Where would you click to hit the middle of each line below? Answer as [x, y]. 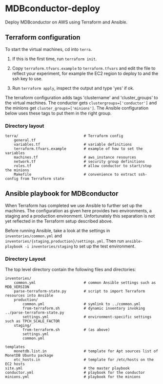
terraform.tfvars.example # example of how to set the [78, 149]
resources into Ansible [29, 296]
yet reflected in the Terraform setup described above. [59, 221]
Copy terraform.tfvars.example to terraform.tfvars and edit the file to [84, 68]
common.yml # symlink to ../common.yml [81, 304]
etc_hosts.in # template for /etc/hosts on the [84, 360]
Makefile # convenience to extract [75, 175]
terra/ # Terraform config [64, 136]
